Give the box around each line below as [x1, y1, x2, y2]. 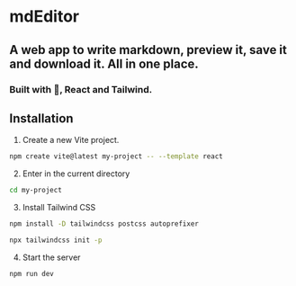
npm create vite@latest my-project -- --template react [9, 152, 223, 161]
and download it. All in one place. [9, 56, 200, 71]
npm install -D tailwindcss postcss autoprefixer [9, 219, 200, 228]
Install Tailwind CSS [22, 202, 96, 213]
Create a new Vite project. [22, 135, 120, 146]
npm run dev [9, 269, 54, 278]
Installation [9, 111, 74, 126]
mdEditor [9, 6, 80, 27]
